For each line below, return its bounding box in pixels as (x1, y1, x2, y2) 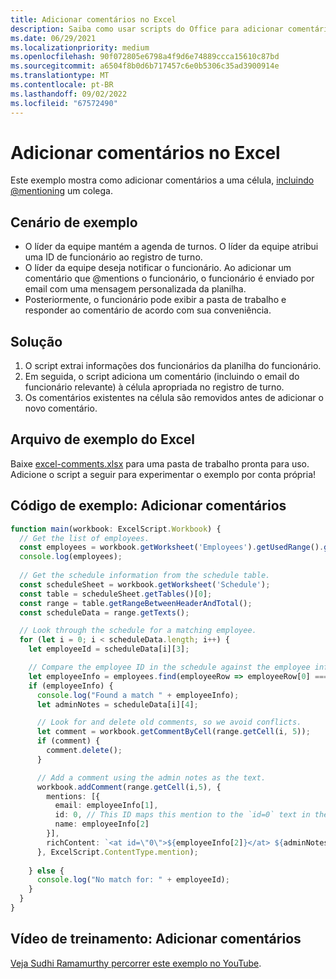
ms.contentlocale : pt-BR (10, 80, 114, 90)
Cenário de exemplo (10, 214, 138, 231)
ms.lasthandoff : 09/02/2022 (10, 89, 128, 99)
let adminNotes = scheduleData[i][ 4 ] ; (36, 699, 199, 710)
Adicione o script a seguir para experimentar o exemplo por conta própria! (10, 468, 317, 480)
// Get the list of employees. (19, 533, 150, 543)
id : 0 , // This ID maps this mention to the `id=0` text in (54, 810, 311, 820)
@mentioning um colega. (10, 185, 113, 197)
